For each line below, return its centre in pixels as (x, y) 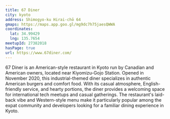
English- (152, 84)
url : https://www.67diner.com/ (39, 53)
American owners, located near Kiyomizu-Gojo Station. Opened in (75, 73)
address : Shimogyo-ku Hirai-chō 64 (43, 19)
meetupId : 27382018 (26, 43)
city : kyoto (18, 15)
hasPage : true (20, 48)
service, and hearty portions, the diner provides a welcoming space (94, 89)
